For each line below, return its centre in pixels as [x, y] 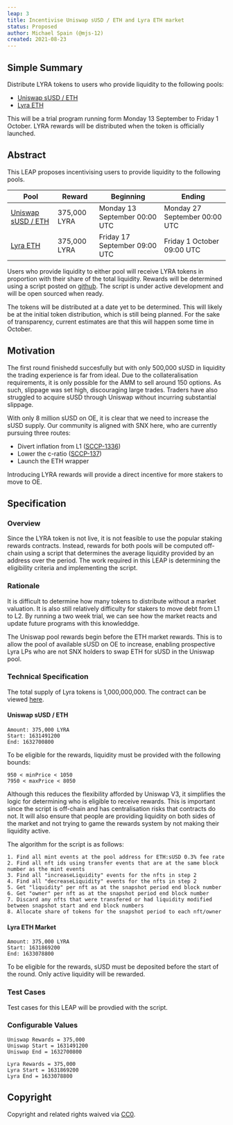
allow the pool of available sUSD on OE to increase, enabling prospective [111, 644]
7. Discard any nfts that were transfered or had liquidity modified [110, 900]
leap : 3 [18, 14]
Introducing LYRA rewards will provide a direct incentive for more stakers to [115, 474]
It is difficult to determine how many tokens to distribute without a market [112, 601]
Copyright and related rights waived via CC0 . [71, 1114]
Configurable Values [43, 1025]
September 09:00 [128, 245]
